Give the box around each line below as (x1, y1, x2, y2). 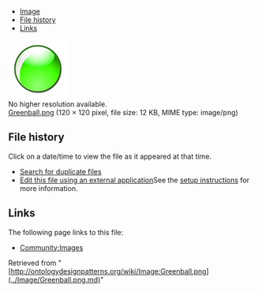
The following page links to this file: (8, 227, 124, 237)
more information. (19, 183, 78, 193)
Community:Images (19, 242, 84, 252)
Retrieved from (8, 258, 57, 268)
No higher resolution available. (8, 99, 108, 109)
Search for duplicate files (19, 167, 102, 176)
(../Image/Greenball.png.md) (8, 275, 101, 284)
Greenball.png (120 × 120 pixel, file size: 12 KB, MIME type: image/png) (8, 108, 238, 117)
